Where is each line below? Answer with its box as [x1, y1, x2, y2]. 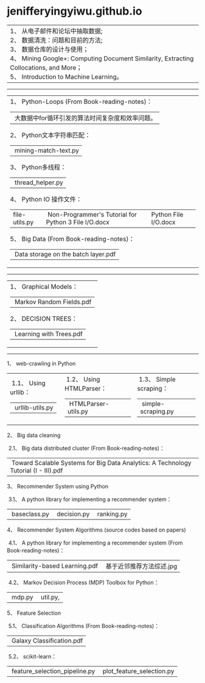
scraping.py [140, 407, 174, 416]
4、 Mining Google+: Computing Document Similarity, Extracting [10, 54, 194, 62]
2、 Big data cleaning [7, 432, 61, 439]
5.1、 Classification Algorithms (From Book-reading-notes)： [8, 622, 160, 629]
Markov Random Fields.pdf [15, 297, 92, 306]
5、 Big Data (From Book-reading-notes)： [10, 234, 135, 243]
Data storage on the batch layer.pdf [15, 250, 116, 258]
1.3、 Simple [138, 375, 176, 383]
